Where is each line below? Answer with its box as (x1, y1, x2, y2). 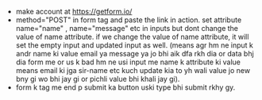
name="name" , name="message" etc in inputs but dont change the (15, 24, 238, 33)
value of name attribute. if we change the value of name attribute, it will (15, 32, 249, 41)
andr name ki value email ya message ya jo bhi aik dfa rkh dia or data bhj (15, 49, 254, 58)
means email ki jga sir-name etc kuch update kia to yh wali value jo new (15, 66, 251, 75)
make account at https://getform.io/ (15, 7, 133, 16)
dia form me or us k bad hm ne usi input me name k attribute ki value (15, 57, 241, 67)
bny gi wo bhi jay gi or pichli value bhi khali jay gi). (15, 75, 180, 83)
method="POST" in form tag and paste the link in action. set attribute (15, 15, 242, 25)
